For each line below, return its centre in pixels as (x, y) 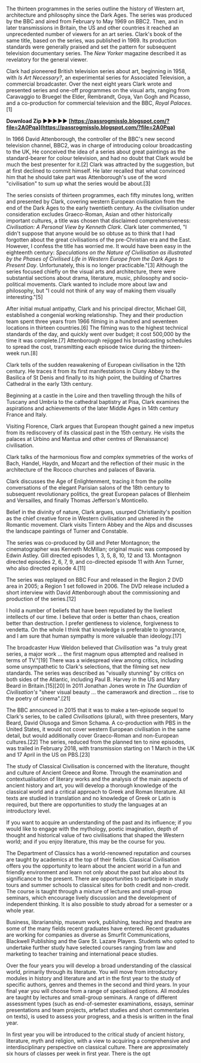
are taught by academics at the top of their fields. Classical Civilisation (93, 860)
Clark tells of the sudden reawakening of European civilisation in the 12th (96, 365)
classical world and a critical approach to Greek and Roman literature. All (96, 792)
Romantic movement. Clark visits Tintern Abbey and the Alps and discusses (99, 525)
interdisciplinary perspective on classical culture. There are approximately (97, 1047)
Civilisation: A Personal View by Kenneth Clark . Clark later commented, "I (97, 227)
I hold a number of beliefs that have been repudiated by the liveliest (89, 610)
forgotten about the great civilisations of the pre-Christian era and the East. (99, 240)
